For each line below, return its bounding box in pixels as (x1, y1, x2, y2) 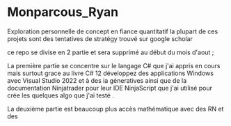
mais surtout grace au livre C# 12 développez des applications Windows (7, 69, 214, 77)
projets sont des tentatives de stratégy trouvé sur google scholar (7, 34, 193, 42)
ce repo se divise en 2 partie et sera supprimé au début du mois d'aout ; (7, 48, 214, 56)
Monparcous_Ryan (7, 4, 119, 20)
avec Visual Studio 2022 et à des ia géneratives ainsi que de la (7, 76, 186, 84)
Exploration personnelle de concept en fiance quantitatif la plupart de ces (7, 27, 218, 36)
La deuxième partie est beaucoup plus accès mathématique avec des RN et (7, 104, 224, 113)
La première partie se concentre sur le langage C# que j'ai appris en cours (7, 61, 221, 70)
